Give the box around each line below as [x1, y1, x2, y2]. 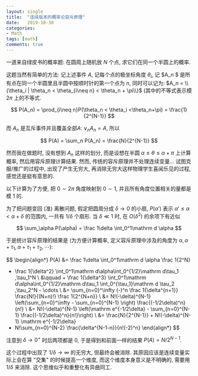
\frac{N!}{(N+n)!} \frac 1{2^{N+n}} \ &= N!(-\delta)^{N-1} [14, 293, 151, 300]
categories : [6, 25, 35, 31]
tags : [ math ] [6, 36, 38, 42]
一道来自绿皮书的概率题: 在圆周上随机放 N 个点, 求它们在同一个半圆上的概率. [6, 58, 191, 66]
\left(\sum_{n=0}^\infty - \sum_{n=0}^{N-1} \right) [14, 299, 136, 306]
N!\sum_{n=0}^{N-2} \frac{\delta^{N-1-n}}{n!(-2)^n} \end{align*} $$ [14, 324, 180, 331]
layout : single [6, 8, 44, 15]
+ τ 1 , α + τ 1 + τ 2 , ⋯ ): [6, 243, 53, 251]
